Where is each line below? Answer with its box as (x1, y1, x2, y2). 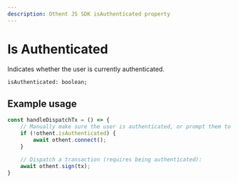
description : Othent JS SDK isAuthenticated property (7, 10, 171, 18)
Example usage (7, 98, 77, 110)
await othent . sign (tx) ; (20, 162, 91, 169)
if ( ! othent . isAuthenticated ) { (20, 130, 116, 137)
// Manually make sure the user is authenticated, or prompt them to (20, 123, 232, 130)
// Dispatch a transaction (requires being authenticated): (20, 156, 202, 163)
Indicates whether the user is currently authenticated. (7, 65, 165, 73)
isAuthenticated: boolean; (7, 78, 88, 85)
